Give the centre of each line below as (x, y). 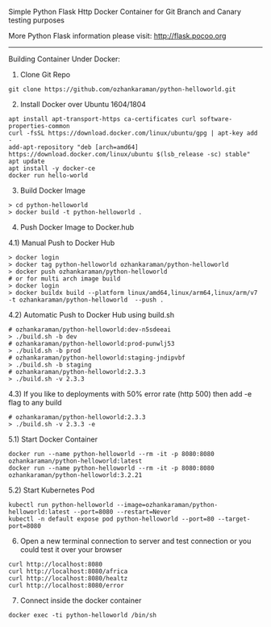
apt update (27, 161)
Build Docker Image (53, 190)
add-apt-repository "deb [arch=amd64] (73, 147)
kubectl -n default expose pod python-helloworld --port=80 (112, 519)
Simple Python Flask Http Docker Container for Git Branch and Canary (125, 12)
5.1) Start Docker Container (53, 439)
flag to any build (35, 403)
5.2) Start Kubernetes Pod (52, 490)
